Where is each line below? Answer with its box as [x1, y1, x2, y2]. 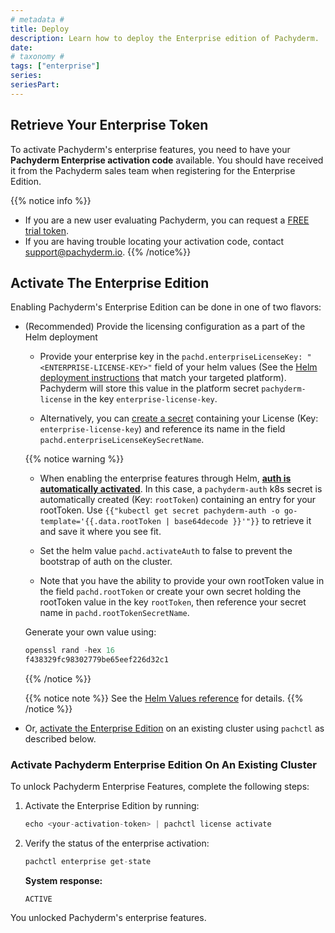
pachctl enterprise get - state [24, 857, 152, 867]
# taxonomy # [10, 52, 65, 62]
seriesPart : [10, 80, 60, 90]
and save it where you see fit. [39, 526, 162, 538]
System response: [24, 875, 103, 887]
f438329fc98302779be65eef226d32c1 [24, 655, 169, 665]
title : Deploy [10, 24, 70, 34]
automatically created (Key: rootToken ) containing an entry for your [39, 494, 317, 506]
